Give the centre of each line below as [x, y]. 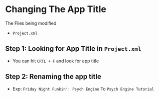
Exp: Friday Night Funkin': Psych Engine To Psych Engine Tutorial [83, 88]
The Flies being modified [31, 23]
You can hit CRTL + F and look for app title [56, 61]
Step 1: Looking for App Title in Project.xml [73, 49]
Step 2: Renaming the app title [53, 77]
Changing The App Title [56, 9]
